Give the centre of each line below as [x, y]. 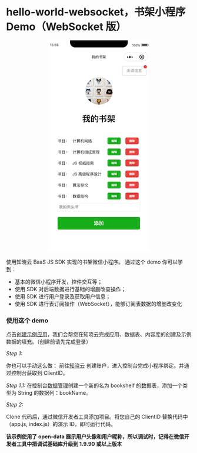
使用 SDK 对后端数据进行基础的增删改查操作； [70, 289]
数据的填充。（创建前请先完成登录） [49, 342]
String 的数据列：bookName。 [54, 393]
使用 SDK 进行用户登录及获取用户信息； [63, 296]
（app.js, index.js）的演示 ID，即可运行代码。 [61, 424]
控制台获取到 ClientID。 [39, 373]
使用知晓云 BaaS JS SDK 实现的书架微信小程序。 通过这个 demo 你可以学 [95, 262]
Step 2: [15, 405]
